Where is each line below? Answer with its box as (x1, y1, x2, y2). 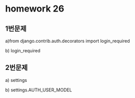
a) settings (5, 77, 28, 83)
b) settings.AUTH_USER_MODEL (5, 86, 72, 93)
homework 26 (5, 3, 64, 15)
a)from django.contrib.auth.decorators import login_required (5, 38, 130, 44)
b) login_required (5, 48, 41, 53)
